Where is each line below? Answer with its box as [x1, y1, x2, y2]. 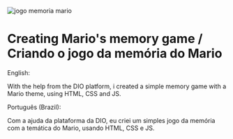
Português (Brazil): [7, 103, 61, 111]
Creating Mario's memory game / [7, 31, 203, 47]
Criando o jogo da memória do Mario [7, 46, 223, 62]
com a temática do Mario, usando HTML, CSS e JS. [7, 124, 155, 132]
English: [7, 68, 30, 76]
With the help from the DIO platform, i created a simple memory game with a [7, 82, 227, 90]
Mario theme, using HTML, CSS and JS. [7, 89, 121, 97]
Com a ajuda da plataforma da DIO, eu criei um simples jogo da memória [7, 116, 216, 124]
